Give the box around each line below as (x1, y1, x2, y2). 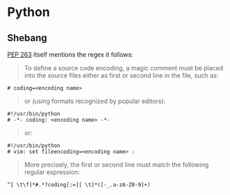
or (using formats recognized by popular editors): (24, 97, 166, 105)
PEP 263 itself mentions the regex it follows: (7, 50, 133, 58)
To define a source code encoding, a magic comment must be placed (24, 64, 224, 72)
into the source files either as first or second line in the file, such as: (24, 71, 219, 79)
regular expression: (24, 168, 80, 176)
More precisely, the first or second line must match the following (24, 161, 209, 169)
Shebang (7, 32, 47, 44)
